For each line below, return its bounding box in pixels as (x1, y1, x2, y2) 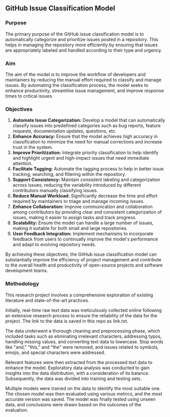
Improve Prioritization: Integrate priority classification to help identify (12, 150, 159, 156)
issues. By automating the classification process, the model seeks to (5, 82, 149, 88)
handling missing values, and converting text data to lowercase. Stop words (5, 338, 163, 345)
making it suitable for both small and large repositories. (12, 225, 128, 231)
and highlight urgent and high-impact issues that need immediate (12, 155, 150, 161)
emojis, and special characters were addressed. (5, 349, 106, 355)
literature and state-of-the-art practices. (5, 297, 90, 303)
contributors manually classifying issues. (12, 188, 98, 194)
